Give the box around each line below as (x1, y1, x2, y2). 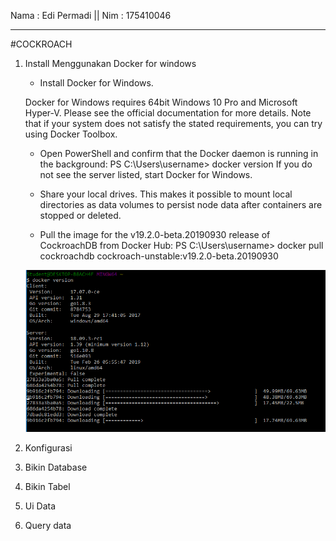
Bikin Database (24, 461, 88, 473)
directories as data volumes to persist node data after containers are (39, 199, 323, 210)
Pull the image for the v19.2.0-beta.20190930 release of (39, 229, 271, 240)
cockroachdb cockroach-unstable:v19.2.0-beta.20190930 (39, 250, 279, 262)
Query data (24, 519, 72, 531)
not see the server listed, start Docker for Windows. (39, 169, 253, 180)
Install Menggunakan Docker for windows (24, 58, 197, 69)
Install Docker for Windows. (39, 77, 154, 89)
